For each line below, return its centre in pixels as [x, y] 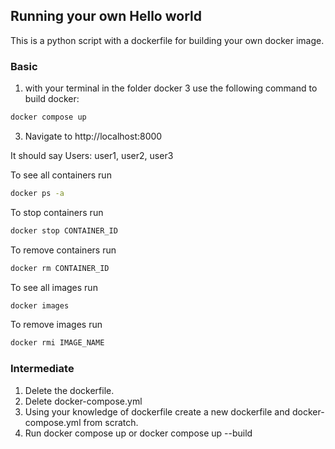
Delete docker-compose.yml [83, 401]
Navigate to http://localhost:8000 [93, 136]
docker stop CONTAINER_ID [64, 230]
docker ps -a [37, 193]
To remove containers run [63, 250]
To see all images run [54, 287]
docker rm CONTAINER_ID [60, 268]
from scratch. [111, 422]
